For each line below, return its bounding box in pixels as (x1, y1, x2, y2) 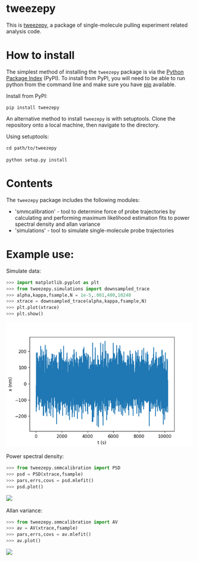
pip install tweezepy (6, 105, 60, 111)
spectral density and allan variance (14, 220, 101, 228)
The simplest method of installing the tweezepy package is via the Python (6, 68, 184, 75)
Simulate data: (6, 267, 41, 275)
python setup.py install (6, 157, 68, 163)
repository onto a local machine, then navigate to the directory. (6, 121, 160, 128)
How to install (6, 49, 75, 62)
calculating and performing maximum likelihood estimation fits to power (14, 214, 190, 221)
